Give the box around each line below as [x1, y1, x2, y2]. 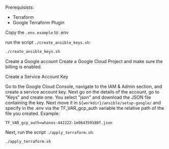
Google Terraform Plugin [12, 20, 65, 25]
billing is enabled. [5, 64, 42, 70]
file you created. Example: [5, 110, 60, 116]
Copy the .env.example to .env [5, 29, 69, 35]
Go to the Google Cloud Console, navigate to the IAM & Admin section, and [5, 83, 162, 90]
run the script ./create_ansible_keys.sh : [5, 39, 91, 45]
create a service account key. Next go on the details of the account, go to [5, 88, 159, 95]
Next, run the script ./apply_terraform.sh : [5, 129, 94, 135]
